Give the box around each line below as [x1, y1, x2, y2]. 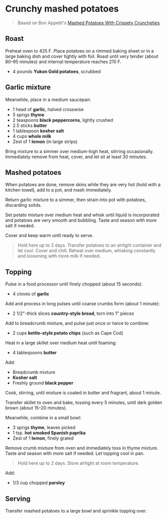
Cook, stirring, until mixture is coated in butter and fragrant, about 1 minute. [5, 390, 161, 396]
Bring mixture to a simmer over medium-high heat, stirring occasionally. [5, 148, 154, 154]
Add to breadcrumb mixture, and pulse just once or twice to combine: [5, 320, 149, 326]
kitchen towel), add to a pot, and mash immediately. [5, 187, 112, 193]
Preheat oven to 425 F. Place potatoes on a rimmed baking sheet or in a [5, 48, 154, 54]
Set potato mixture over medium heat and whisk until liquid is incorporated [5, 212, 160, 218]
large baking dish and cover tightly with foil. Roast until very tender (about [5, 53, 158, 59]
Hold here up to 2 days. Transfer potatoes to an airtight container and [17, 242, 162, 248]
